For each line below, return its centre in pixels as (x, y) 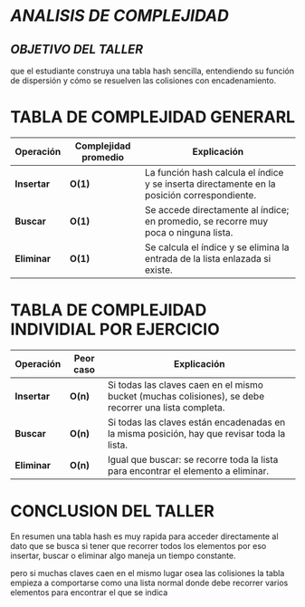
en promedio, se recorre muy (206, 221)
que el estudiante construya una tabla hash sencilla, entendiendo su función (152, 71)
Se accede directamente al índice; (217, 209)
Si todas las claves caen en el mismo (186, 384)
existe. (158, 270)
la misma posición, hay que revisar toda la (197, 433)
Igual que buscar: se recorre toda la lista (193, 459)
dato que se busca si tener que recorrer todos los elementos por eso (138, 545)
